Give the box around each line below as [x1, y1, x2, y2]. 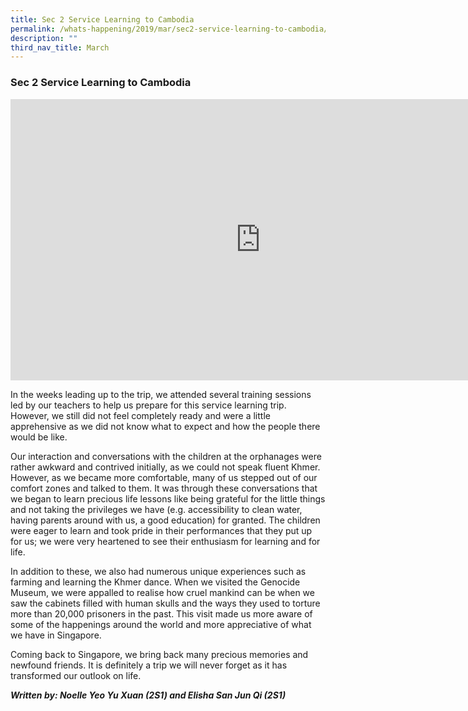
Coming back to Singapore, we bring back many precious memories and [10, 648, 309, 660]
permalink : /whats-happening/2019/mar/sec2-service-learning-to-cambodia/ [10, 24, 329, 34]
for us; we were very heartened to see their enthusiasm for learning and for [10, 535, 321, 547]
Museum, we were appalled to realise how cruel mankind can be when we [10, 586, 315, 598]
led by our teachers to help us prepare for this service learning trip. [10, 399, 287, 411]
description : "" [10, 33, 78, 43]
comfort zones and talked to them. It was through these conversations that [10, 482, 318, 494]
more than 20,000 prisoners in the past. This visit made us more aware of [10, 607, 313, 620]
